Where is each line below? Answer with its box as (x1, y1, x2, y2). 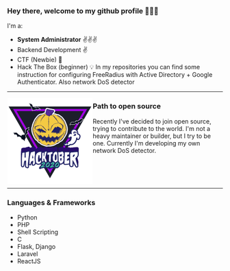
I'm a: (7, 22, 23, 30)
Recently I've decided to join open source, (92, 117, 212, 126)
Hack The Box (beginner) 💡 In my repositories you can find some (16, 63, 201, 71)
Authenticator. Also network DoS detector (16, 78, 135, 86)
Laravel (16, 250, 38, 258)
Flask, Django (16, 242, 56, 250)
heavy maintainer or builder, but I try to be (92, 132, 212, 140)
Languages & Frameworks (7, 198, 96, 207)
